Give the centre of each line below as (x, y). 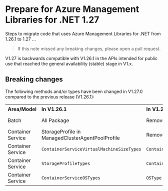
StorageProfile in (61, 131)
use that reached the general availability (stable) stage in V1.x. (69, 63)
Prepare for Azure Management (72, 9)
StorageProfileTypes (66, 163)
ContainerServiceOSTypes (71, 178)
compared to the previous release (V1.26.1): (50, 96)
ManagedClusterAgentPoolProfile (80, 137)
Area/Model (22, 109)
